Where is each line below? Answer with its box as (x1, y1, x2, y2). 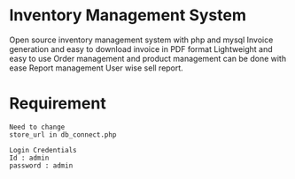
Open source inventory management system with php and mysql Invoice (9, 34, 274, 45)
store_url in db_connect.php (9, 130, 117, 139)
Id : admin (9, 153, 50, 162)
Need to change (9, 123, 66, 131)
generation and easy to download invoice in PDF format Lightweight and (9, 43, 273, 54)
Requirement (9, 93, 106, 114)
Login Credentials (9, 145, 77, 154)
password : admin (9, 160, 74, 170)
